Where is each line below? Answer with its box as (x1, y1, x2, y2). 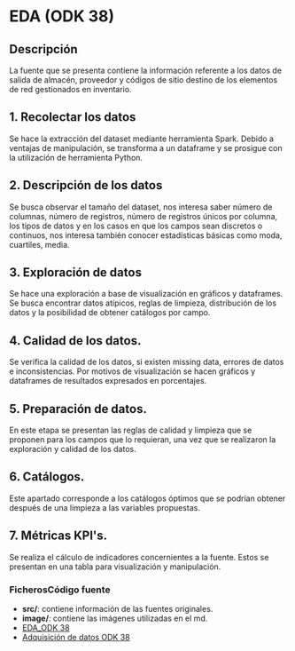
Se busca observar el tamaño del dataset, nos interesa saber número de (9, 202, 273, 212)
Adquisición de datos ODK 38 (21, 631, 130, 642)
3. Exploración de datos (9, 265, 142, 281)
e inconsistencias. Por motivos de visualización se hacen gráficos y (9, 366, 256, 377)
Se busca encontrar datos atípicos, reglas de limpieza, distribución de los (9, 298, 277, 308)
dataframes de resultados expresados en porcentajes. (9, 376, 207, 386)
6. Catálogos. (9, 469, 85, 485)
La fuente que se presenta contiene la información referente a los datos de (9, 65, 282, 75)
